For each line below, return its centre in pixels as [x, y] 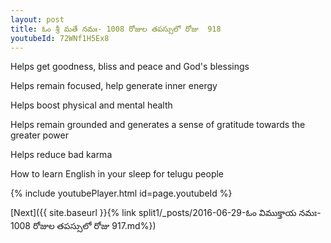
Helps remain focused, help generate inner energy [114, 86]
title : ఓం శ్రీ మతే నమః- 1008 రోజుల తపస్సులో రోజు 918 [116, 29]
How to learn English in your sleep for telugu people [117, 174]
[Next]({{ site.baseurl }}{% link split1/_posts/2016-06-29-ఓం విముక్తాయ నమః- [166, 213]
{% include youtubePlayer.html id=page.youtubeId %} [121, 193]
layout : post [37, 19]
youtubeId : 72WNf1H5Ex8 [60, 38]
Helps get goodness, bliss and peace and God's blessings [130, 67]
